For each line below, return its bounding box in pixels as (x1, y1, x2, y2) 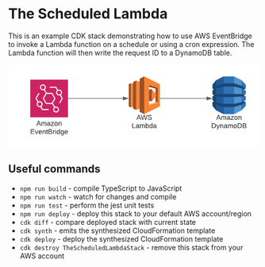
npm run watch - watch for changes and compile (19, 192, 177, 201)
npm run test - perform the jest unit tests (19, 200, 155, 210)
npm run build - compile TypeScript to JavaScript (19, 184, 182, 193)
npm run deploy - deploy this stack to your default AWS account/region (19, 208, 252, 219)
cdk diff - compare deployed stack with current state (19, 217, 197, 226)
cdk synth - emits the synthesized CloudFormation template (19, 226, 216, 235)
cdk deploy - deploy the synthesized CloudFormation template (19, 234, 224, 243)
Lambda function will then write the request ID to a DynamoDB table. (8, 48, 232, 57)
